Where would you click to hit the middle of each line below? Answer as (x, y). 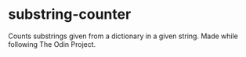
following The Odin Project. (52, 44)
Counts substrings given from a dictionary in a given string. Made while (123, 36)
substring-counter (70, 14)
